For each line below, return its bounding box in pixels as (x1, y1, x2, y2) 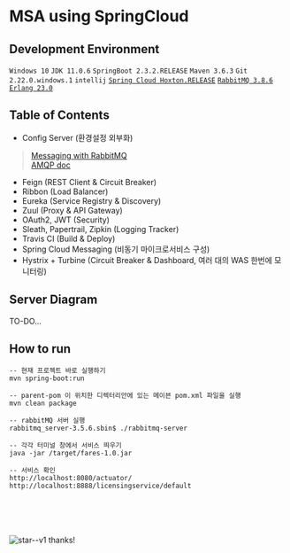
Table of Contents (9, 108, 111, 123)
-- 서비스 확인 (9, 466, 56, 475)
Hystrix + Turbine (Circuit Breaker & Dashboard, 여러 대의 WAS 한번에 (21, 254, 272, 265)
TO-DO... (9, 315, 42, 326)
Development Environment (9, 42, 160, 57)
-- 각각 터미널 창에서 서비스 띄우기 (9, 441, 122, 450)
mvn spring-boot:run (9, 374, 86, 383)
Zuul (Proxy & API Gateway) (21, 205, 124, 215)
